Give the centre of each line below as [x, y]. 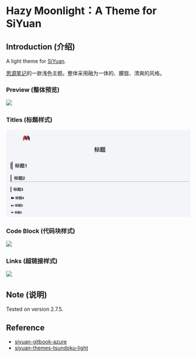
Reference [25, 327]
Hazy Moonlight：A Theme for [81, 11]
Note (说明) [27, 295]
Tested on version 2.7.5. [35, 309]
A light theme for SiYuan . [36, 61]
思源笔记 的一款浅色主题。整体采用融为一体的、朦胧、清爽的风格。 [85, 73]
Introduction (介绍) [41, 47]
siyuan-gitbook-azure [41, 342]
